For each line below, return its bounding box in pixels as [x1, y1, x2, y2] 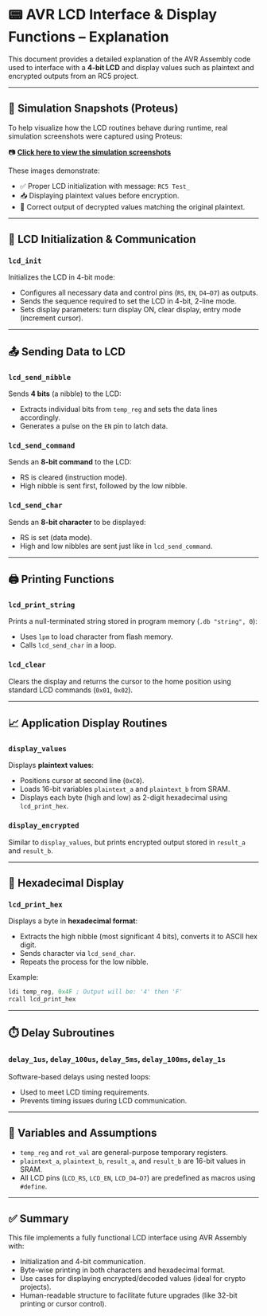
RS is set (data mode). [19, 532, 93, 542]
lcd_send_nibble [8, 373, 72, 382]
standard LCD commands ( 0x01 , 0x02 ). [8, 685, 133, 695]
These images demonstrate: [8, 166, 100, 175]
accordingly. [19, 413, 61, 422]
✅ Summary [8, 1212, 69, 1226]
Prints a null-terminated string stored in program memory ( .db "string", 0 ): [8, 617, 258, 626]
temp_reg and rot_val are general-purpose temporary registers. [19, 1147, 228, 1157]
